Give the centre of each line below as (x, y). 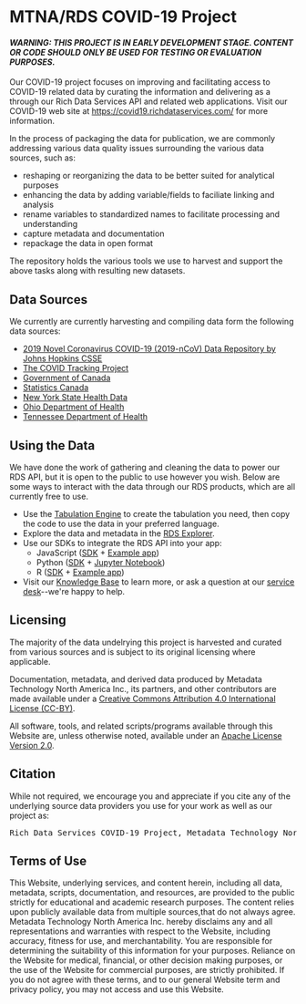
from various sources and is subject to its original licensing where (133, 652)
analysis (38, 205)
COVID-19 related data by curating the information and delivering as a (140, 92)
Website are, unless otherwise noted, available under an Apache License (146, 735)
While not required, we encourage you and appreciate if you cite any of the (150, 796)
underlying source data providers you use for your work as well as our (141, 805)
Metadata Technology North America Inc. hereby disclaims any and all (141, 922)
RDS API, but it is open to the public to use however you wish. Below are (145, 477)
